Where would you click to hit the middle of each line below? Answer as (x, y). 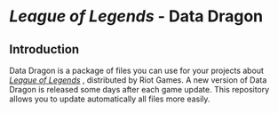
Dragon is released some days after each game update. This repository (139, 89)
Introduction (44, 49)
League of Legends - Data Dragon (136, 16)
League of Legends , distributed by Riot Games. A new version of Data (138, 80)
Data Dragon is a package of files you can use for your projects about (137, 70)
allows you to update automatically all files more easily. (110, 99)
